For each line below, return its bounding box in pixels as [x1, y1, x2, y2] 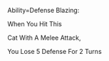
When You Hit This [7, 20, 62, 28]
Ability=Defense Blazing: [7, 6, 80, 14]
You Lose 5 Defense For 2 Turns [7, 48, 102, 55]
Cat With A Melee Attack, [7, 33, 81, 42]
